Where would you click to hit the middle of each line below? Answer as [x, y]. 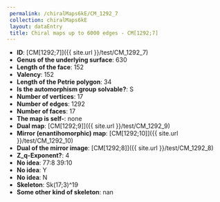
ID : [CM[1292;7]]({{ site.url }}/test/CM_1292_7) [82, 53]
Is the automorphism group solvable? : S [75, 89]
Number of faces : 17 [46, 111]
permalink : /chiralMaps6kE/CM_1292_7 [64, 13]
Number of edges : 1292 [51, 104]
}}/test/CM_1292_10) [45, 141]
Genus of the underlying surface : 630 [72, 60]
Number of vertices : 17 [50, 97]
